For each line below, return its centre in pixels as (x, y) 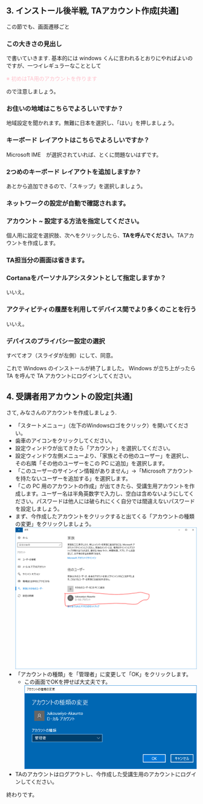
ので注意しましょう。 (33, 91)
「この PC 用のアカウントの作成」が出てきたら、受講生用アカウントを (102, 486)
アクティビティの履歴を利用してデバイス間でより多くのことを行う (101, 310)
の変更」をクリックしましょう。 (55, 523)
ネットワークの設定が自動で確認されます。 (68, 203)
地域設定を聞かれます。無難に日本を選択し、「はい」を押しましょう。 (92, 123)
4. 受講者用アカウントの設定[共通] (69, 397)
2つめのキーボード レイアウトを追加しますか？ (74, 171)
